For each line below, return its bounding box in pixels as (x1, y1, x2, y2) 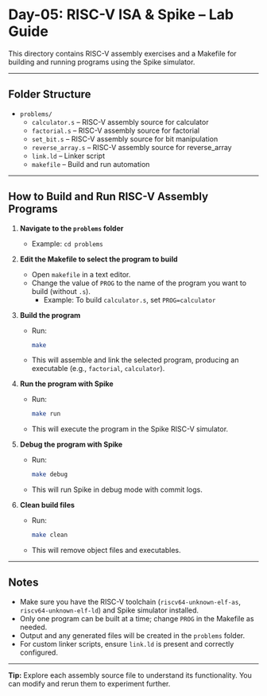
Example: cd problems (31, 238, 103, 248)
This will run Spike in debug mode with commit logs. (31, 485, 203, 494)
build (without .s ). (31, 286, 91, 296)
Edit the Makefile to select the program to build (19, 254, 178, 264)
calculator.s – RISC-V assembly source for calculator (31, 117, 209, 126)
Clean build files (19, 501, 75, 510)
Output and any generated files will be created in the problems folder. (19, 630, 246, 640)
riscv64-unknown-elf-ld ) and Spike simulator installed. (19, 605, 199, 615)
